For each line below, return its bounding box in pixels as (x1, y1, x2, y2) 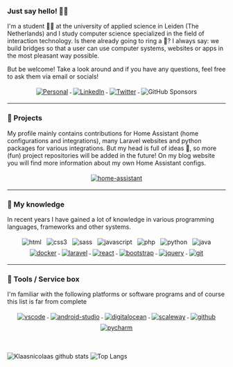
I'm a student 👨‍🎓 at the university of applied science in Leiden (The (7, 22, 199, 31)
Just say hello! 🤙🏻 (7, 6, 69, 16)
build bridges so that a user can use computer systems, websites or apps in (7, 44, 224, 53)
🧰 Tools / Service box (7, 274, 80, 284)
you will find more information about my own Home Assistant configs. (7, 158, 207, 167)
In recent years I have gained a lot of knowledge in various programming (7, 215, 215, 223)
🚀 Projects (7, 113, 43, 123)
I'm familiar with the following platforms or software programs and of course (7, 290, 225, 298)
